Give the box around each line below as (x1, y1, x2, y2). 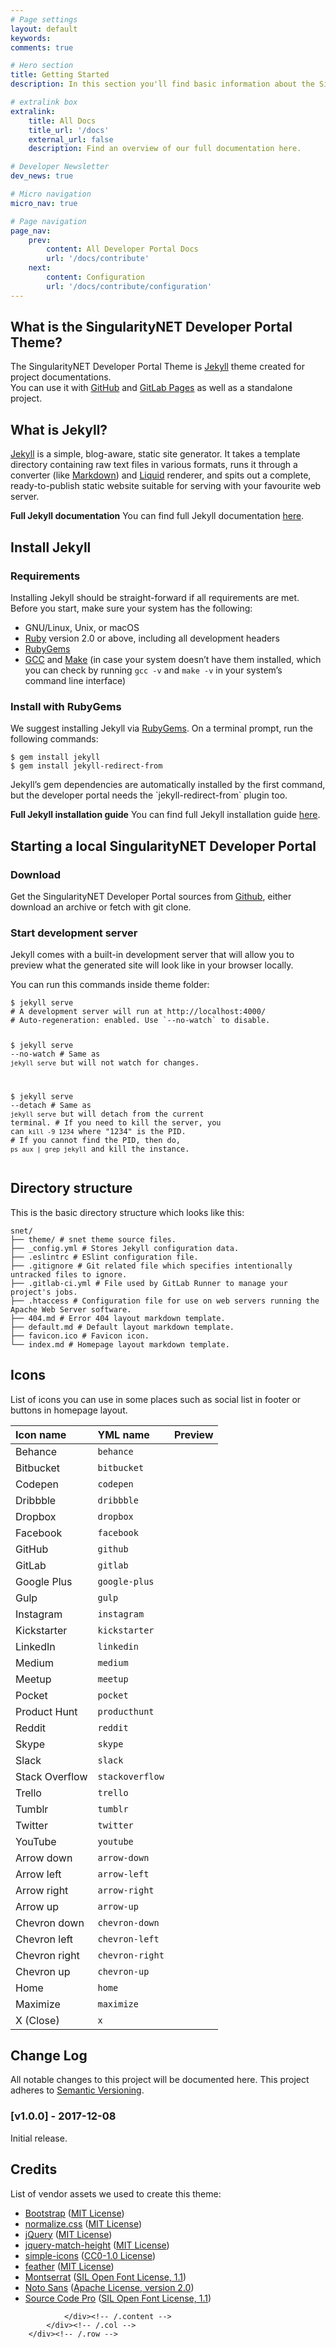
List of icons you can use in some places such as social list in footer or (10, 1393, 302, 1405)
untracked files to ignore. (10, 1269, 128, 1280)
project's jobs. (10, 1287, 78, 1297)
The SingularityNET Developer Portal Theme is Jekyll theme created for (10, 361, 305, 373)
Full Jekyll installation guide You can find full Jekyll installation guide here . (10, 809, 321, 821)
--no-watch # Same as (10, 1049, 101, 1060)
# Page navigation (10, 216, 87, 226)
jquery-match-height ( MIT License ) (24, 2239, 170, 2251)
